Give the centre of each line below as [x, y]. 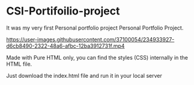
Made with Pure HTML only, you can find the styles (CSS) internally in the [97, 57]
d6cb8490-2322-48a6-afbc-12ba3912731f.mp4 [65, 46]
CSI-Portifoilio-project [63, 11]
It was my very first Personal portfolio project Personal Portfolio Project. [95, 28]
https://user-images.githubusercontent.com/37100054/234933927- [90, 39]
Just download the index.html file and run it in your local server [84, 75]
